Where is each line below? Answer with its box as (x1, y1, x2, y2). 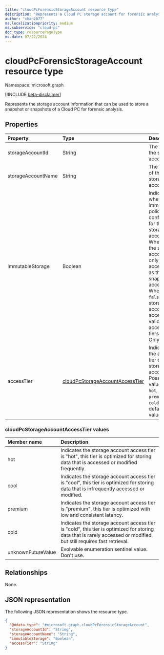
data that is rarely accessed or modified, (61, 531, 153, 538)
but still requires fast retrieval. (61, 538, 129, 545)
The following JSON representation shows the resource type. (5, 609, 128, 614)
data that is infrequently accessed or (61, 485, 145, 492)
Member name (7, 438, 42, 445)
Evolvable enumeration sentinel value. (61, 546, 148, 552)
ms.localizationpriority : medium (5, 21, 73, 26)
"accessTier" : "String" (9, 641, 58, 646)
